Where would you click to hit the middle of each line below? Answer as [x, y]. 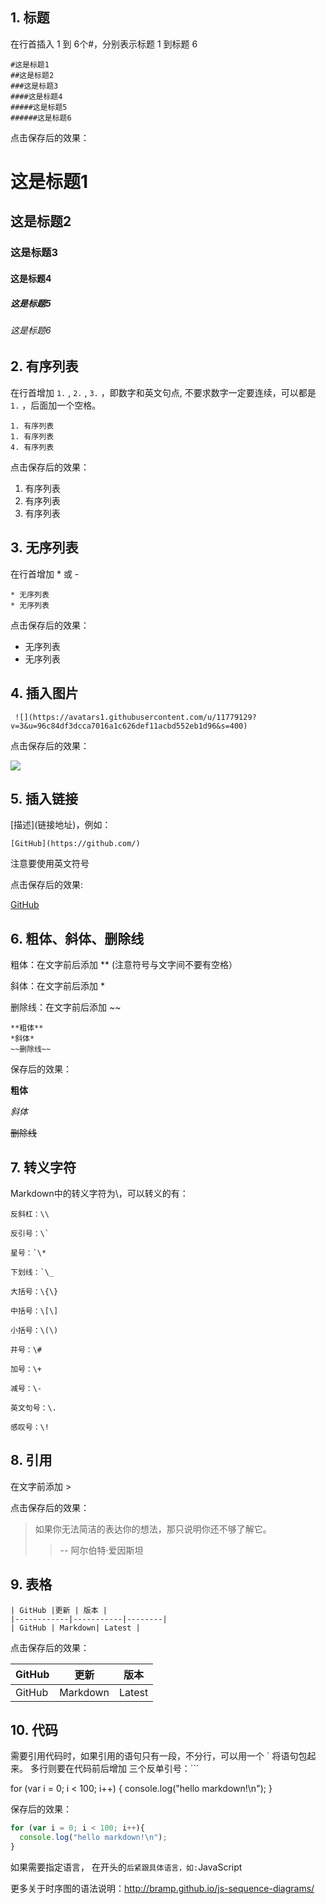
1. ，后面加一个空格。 [56, 405]
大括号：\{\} [34, 1291]
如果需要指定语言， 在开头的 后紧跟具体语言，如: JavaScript [126, 1867]
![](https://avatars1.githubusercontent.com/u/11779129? [135, 717]
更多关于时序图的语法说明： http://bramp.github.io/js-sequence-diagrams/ [162, 1889]
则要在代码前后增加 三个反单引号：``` [123, 1769]
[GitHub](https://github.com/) [75, 844]
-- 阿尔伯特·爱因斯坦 [101, 1550]
